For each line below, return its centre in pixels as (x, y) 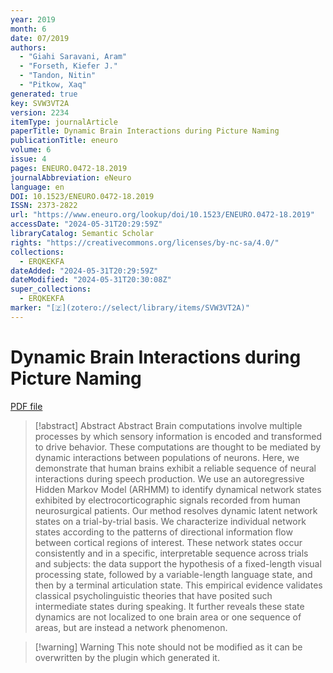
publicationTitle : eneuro (64, 141)
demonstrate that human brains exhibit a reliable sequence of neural (175, 468)
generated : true (44, 94)
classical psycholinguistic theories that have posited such (153, 595)
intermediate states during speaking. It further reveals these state (169, 606)
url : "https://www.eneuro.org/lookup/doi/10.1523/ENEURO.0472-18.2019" (162, 215)
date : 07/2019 (40, 38)
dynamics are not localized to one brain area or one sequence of (168, 617)
